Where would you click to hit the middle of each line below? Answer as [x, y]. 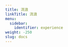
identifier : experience [39, 28]
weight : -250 [19, 32]
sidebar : [19, 23]
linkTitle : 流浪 [21, 14]
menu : [11, 19]
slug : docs [16, 37]
